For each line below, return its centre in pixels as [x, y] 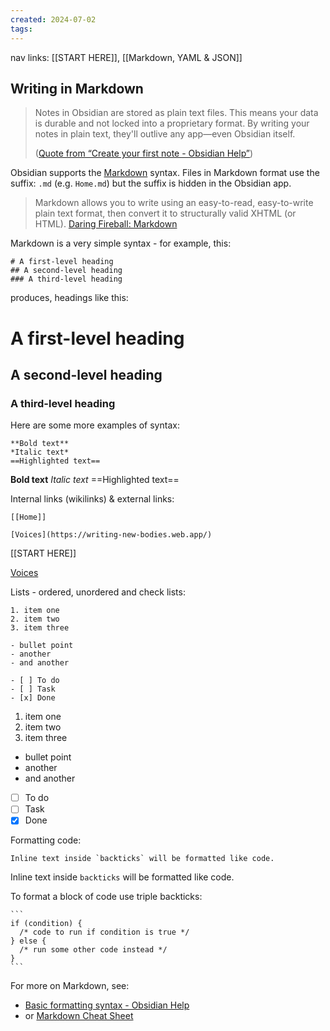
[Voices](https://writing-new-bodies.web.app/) [111, 535]
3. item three [40, 628]
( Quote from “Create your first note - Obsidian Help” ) [144, 153]
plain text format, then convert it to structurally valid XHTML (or [165, 213]
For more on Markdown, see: [70, 986]
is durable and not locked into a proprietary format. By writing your [172, 123]
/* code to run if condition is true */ [104, 932]
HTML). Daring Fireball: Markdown [106, 224]
